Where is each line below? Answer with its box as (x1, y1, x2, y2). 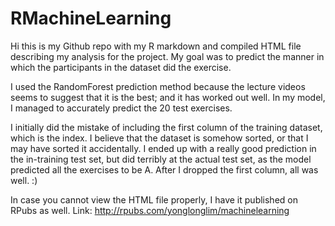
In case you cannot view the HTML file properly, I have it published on (10, 193, 298, 206)
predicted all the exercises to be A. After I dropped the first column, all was (10, 163, 319, 176)
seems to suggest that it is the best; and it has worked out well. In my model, (10, 91, 326, 103)
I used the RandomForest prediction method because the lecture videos (10, 80, 306, 92)
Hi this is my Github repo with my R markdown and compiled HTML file (10, 40, 302, 52)
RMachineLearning (10, 7, 172, 30)
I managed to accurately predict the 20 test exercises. (10, 102, 233, 114)
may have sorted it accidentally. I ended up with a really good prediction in (10, 142, 317, 154)
